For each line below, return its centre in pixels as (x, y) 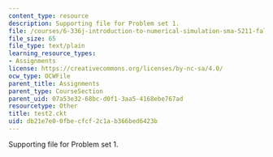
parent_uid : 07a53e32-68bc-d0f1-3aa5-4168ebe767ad (96, 99)
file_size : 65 (32, 38)
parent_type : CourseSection (56, 91)
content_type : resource (49, 16)
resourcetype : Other (43, 106)
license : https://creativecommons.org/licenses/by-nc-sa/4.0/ (116, 69)
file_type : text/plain (47, 46)
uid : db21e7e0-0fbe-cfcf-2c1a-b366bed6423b (83, 121)
